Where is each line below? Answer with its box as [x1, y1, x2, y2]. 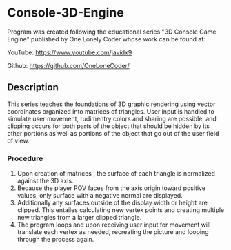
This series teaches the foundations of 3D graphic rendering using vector [7, 100, 216, 108]
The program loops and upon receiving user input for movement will [17, 220, 211, 229]
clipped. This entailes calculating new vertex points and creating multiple [17, 206, 225, 214]
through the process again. [17, 236, 94, 244]
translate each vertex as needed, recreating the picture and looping [17, 228, 209, 236]
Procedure [7, 154, 43, 163]
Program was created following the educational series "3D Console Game [7, 28, 217, 36]
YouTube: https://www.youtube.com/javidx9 [7, 48, 132, 56]
